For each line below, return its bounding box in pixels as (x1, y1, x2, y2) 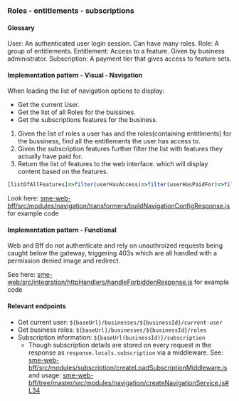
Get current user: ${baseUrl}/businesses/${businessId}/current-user (17, 318, 223, 326)
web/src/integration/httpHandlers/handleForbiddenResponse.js (7, 278, 193, 287)
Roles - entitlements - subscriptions (7, 6, 134, 16)
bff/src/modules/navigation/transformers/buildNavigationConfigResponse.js (7, 202, 230, 210)
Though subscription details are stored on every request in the (28, 340, 212, 349)
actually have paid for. (17, 152, 83, 161)
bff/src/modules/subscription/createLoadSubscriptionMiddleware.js (28, 363, 228, 372)
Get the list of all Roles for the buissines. (17, 108, 137, 116)
